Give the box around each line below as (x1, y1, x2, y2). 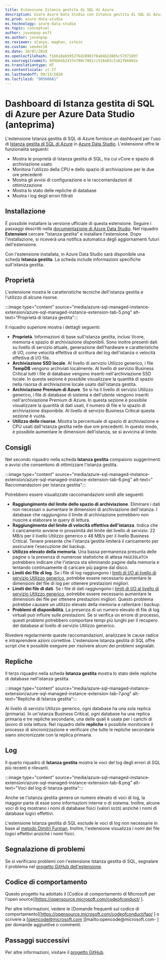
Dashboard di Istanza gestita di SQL (5, 98, 155, 109)
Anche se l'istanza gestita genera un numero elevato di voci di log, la (5, 795, 145, 800)
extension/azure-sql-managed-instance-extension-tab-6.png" (5, 477, 132, 482)
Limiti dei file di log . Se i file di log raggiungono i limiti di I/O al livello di (12, 570, 157, 576)
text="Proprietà (5, 315, 37, 320)
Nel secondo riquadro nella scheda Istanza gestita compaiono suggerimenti (5, 457, 161, 463)
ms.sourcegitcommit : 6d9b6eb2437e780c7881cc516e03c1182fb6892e (5, 58, 138, 63)
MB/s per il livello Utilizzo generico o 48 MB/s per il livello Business (12, 533, 149, 539)
